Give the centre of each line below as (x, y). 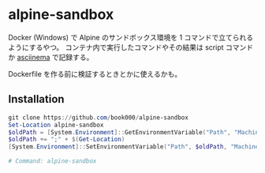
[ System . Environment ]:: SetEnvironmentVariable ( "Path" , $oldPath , (118, 147)
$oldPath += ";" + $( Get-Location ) (67, 140)
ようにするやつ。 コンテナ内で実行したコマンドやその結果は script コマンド (131, 47)
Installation (36, 99)
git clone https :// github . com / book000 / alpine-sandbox (99, 117)
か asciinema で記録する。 (51, 57)
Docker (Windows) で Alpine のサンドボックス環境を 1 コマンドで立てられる (131, 37)
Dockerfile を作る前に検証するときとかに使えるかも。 (95, 73)
